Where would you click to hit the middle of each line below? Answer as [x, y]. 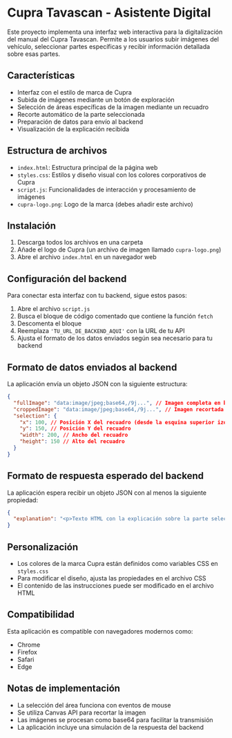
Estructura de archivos [57, 151]
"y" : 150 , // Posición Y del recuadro [75, 429]
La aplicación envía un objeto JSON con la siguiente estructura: [97, 384]
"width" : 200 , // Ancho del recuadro [74, 435]
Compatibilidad [41, 615]
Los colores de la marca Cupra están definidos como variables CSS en [118, 564]
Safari [26, 659]
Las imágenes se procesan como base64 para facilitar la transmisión [115, 719]
